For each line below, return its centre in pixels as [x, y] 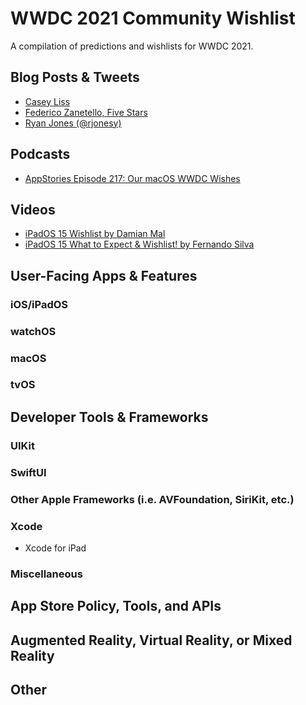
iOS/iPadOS [39, 304]
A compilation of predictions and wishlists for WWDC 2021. [132, 46]
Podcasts [40, 154]
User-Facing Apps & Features [104, 275]
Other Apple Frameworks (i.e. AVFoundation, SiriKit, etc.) [152, 499]
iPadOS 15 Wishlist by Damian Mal [95, 234]
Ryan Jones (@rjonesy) [73, 123]
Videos [33, 209]
